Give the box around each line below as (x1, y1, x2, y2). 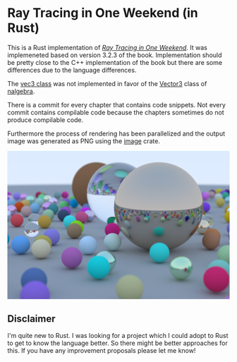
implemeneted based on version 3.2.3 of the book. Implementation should (7, 51, 222, 59)
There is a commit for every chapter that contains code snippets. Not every (7, 100, 226, 109)
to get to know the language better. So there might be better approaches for (7, 339, 228, 347)
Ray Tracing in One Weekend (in (7, 5, 199, 21)
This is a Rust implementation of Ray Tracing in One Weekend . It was (7, 43, 208, 52)
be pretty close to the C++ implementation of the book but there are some (7, 58, 223, 66)
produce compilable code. (7, 115, 84, 124)
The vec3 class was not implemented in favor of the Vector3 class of (7, 79, 207, 88)
